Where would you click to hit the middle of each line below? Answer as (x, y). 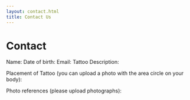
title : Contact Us (29, 17)
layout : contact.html (33, 11)
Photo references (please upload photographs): (64, 91)
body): (14, 80)
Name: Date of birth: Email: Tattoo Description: (63, 62)
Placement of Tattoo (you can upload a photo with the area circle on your (95, 73)
